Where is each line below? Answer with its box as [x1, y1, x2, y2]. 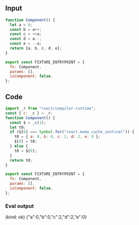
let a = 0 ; [10, 22, 33, 27]
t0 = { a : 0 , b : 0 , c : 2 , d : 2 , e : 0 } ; [14, 134, 101, 139]
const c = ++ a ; [10, 31, 42, 37]
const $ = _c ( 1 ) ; [10, 120, 47, 125]
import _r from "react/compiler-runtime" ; [5, 106, 96, 111]
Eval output [5, 202, 34, 209]
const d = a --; [10, 36, 42, 42]
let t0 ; [10, 125, 26, 130]
